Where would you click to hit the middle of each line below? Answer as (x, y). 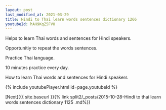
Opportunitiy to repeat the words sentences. (51, 48)
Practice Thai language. (30, 58)
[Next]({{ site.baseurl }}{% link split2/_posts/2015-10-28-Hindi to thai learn (83, 97)
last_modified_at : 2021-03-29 (37, 15)
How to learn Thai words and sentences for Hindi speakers (67, 77)
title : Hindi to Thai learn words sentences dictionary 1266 (71, 19)
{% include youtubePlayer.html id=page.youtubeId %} (61, 87)
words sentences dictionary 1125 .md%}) (48, 102)
